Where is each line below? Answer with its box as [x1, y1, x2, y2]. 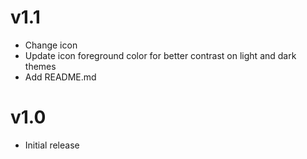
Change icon [24, 39, 78, 51]
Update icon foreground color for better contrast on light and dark [24, 49, 297, 61]
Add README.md [24, 71, 97, 83]
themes [24, 60, 57, 72]
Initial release [24, 139, 80, 151]
